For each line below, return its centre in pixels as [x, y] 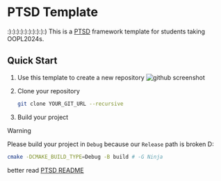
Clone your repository [48, 90]
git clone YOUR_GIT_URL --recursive [70, 104]
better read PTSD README [46, 170]
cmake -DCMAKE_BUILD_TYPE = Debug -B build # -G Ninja [85, 157]
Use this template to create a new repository [81, 77]
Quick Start [32, 61]
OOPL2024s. [26, 38]
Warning [19, 130]
